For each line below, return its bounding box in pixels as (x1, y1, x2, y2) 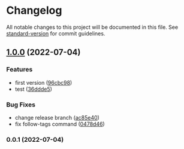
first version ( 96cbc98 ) (14, 79, 73, 86)
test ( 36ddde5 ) (14, 85, 53, 93)
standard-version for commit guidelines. (6, 29, 105, 37)
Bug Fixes (6, 100, 36, 109)
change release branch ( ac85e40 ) (14, 114, 100, 121)
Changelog (6, 4, 62, 17)
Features (6, 65, 33, 74)
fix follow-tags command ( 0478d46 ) (14, 120, 105, 127)
